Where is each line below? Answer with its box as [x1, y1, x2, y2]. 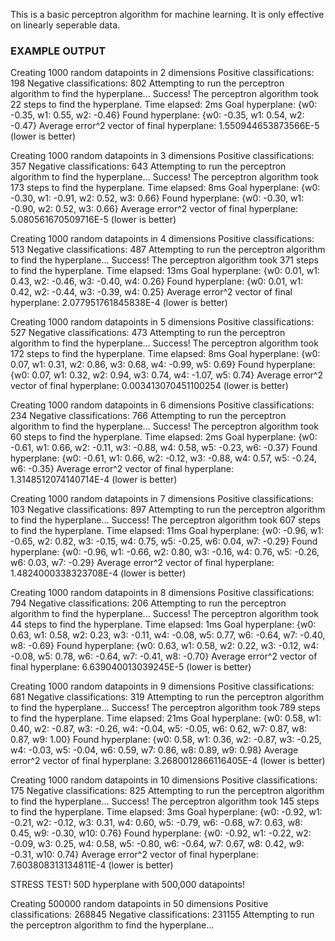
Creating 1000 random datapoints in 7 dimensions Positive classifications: [10, 493, 314, 505]
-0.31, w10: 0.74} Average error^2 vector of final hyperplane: [10, 849, 259, 861]
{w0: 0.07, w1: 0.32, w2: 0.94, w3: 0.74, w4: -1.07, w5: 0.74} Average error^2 [10, 369, 324, 381]
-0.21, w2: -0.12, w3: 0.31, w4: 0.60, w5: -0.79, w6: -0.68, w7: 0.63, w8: [10, 817, 303, 829]
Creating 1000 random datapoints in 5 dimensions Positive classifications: [10, 316, 315, 328]
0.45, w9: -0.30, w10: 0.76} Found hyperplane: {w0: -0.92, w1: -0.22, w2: [10, 827, 312, 839]
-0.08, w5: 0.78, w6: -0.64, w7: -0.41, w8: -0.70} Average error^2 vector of [10, 650, 318, 663]
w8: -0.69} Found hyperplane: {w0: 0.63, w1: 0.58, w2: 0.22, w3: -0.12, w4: [10, 640, 320, 652]
